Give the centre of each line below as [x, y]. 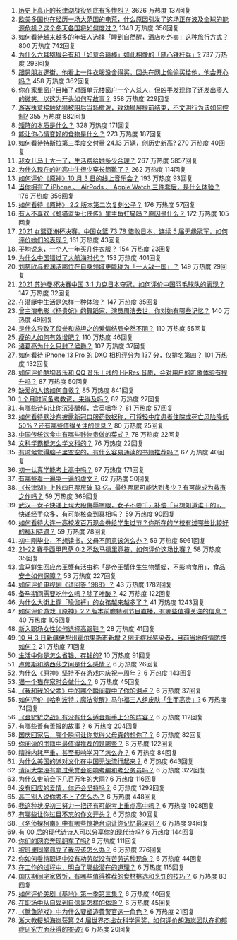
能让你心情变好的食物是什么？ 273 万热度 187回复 [90, 134]
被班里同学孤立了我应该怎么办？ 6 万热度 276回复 [90, 850]
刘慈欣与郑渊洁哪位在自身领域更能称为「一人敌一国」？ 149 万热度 [115, 266]
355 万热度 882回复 [58, 116]
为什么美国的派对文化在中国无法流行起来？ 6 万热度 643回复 [106, 761]
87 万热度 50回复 [63, 381]
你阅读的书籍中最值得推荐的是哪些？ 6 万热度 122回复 [96, 744]
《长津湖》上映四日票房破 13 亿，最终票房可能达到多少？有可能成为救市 [122, 487]
